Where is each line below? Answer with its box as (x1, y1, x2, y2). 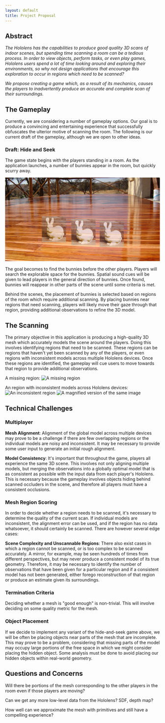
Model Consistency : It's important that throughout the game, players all (5, 455, 151, 461)
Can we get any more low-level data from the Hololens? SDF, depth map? (5, 697, 154, 703)
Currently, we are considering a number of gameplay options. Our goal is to (5, 118, 158, 124)
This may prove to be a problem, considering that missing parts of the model (5, 639, 160, 645)
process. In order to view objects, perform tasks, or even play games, (5, 56, 146, 61)
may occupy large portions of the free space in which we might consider (5, 644, 152, 651)
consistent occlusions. (5, 487, 51, 492)
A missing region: (5, 375, 41, 381)
